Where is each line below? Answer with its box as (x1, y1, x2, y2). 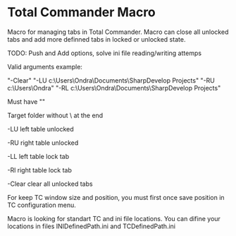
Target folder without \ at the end (7, 111, 104, 119)
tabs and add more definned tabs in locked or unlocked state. (7, 35, 186, 43)
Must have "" (7, 97, 46, 106)
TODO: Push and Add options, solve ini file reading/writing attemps (7, 49, 202, 57)
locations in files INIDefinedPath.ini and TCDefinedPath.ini (7, 222, 176, 230)
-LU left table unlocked (7, 124, 74, 133)
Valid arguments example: (7, 62, 83, 71)
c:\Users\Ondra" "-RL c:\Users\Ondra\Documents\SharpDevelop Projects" (7, 83, 221, 92)
